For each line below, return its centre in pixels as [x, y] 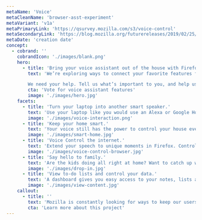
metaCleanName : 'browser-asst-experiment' [60, 17]
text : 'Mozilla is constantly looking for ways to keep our [105, 202]
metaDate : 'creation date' [40, 40]
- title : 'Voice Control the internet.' [73, 140]
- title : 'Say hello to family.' [64, 157]
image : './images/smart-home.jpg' [71, 135]
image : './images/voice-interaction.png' [81, 118]
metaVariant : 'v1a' [31, 23]
